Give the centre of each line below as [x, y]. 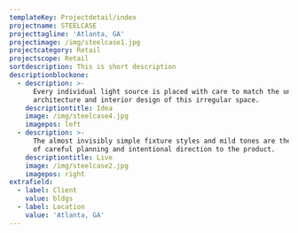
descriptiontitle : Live [69, 157]
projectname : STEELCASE [53, 26]
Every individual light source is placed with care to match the [156, 91]
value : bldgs [49, 199]
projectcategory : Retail [55, 50]
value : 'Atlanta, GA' [65, 215]
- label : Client [47, 190]
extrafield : [31, 183]
